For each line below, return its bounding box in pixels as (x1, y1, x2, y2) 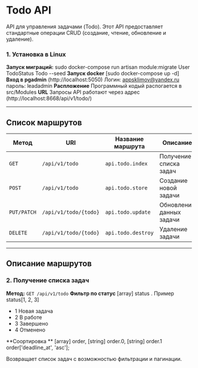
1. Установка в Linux (6, 50, 67, 58)
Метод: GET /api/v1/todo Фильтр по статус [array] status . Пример (6, 290, 174, 297)
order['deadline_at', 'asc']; (6, 344, 70, 351)
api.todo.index (105, 160, 148, 167)
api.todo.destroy (105, 230, 154, 236)
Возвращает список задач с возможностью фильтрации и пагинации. (6, 355, 182, 362)
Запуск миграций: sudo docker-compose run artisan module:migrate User (6, 64, 190, 71)
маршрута (114, 142, 146, 151)
